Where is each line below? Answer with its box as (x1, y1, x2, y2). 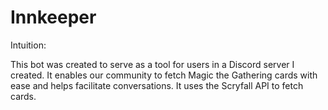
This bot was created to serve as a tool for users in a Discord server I (10, 58, 295, 70)
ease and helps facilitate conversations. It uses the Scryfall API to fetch (10, 79, 304, 91)
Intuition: (10, 39, 47, 51)
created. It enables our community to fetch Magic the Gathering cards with (10, 69, 318, 81)
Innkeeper (10, 6, 97, 29)
